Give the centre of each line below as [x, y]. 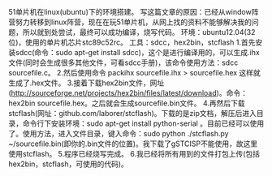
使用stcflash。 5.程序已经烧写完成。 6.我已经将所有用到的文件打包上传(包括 [134, 154]
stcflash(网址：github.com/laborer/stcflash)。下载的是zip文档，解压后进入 [133, 113]
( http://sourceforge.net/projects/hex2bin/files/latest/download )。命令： [128, 93]
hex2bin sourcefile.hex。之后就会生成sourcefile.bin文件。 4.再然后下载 [127, 103]
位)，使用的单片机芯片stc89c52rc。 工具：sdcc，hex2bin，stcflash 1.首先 [132, 42]
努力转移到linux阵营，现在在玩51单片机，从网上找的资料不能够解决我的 [133, 22]
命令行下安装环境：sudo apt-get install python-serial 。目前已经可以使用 [143, 123]
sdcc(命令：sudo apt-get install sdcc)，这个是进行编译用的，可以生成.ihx [137, 52]
